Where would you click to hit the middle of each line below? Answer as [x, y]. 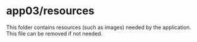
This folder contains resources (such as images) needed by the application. [99, 27]
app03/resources [50, 11]
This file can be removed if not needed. [54, 33]
